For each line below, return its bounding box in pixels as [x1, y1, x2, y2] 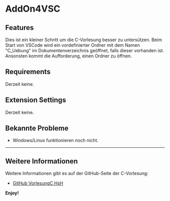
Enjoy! [5, 190, 19, 196]
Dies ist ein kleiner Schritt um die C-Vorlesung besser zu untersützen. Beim [5, 37, 162, 43]
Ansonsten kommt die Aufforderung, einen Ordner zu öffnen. [5, 53, 132, 59]
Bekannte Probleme [5, 124, 69, 132]
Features [5, 23, 34, 32]
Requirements [5, 68, 51, 76]
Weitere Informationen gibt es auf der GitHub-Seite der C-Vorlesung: [5, 171, 148, 177]
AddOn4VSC [5, 3, 61, 15]
